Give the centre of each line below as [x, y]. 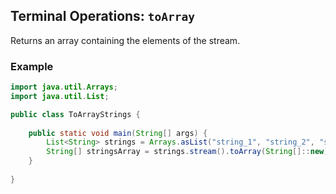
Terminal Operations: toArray [103, 16]
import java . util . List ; [60, 96]
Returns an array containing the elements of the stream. [125, 40]
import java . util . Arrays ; [64, 87]
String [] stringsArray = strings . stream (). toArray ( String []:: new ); [189, 152]
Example [32, 66]
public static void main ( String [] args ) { [118, 133]
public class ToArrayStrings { [75, 114]
